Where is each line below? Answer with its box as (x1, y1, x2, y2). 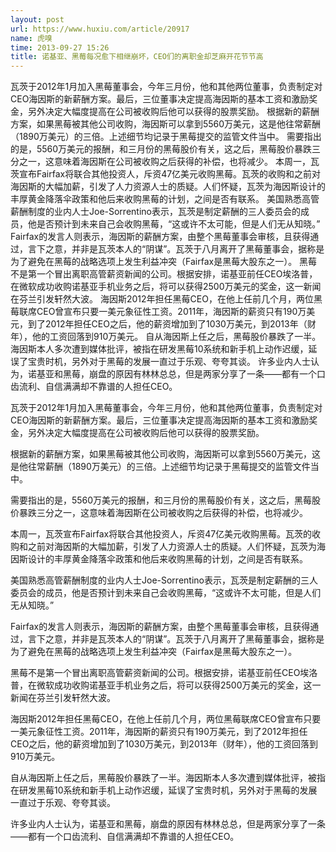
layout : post (10, 14, 65, 25)
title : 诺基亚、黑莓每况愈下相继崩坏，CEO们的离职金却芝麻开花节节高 (10, 52, 264, 62)
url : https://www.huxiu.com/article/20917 (10, 24, 190, 34)
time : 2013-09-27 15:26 (10, 42, 110, 53)
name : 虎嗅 (10, 33, 53, 43)
